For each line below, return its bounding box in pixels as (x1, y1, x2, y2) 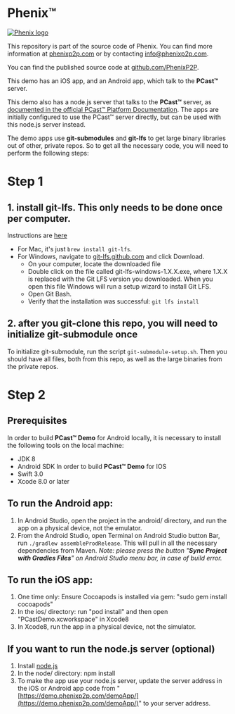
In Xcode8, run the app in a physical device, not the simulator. (17, 622, 196, 631)
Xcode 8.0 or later (17, 477, 70, 485)
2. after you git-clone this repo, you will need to (7, 318, 218, 330)
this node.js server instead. (7, 120, 86, 128)
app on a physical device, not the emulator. (17, 523, 142, 532)
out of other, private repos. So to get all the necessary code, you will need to (7, 141, 229, 149)
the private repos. (7, 362, 59, 370)
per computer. (7, 213, 72, 225)
